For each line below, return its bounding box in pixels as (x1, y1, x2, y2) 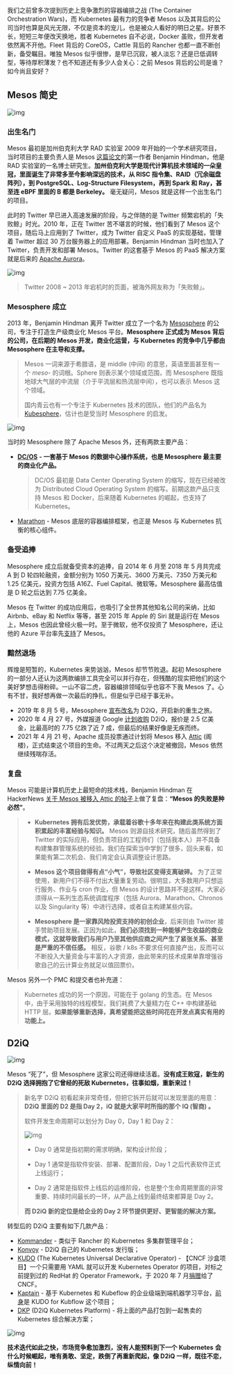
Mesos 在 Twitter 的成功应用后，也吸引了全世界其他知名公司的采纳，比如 (7, 603, 216, 611)
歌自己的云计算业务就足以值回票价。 (34, 961, 139, 969)
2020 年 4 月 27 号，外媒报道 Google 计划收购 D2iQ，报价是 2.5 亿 (17, 715, 208, 723)
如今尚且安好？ (7, 67, 50, 75)
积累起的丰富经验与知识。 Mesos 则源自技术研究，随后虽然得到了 (34, 827, 222, 835)
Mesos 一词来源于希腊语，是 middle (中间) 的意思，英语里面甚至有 (24, 360, 214, 368)
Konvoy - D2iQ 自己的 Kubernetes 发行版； (17, 1246, 140, 1254)
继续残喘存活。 (17, 750, 60, 757)
